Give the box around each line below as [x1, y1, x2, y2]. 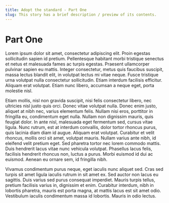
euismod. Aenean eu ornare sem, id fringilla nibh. [5, 157, 107, 163]
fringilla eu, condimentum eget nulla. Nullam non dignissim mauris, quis [5, 114, 154, 120]
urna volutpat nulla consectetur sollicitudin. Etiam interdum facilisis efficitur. [5, 77, 162, 83]
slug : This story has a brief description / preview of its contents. [5, 12, 157, 17]
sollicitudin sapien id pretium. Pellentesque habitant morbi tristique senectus [5, 56, 164, 62]
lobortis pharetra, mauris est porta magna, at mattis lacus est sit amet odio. [5, 187, 161, 194]
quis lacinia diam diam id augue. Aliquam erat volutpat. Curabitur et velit [5, 129, 155, 136]
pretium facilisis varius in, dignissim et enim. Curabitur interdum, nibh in [5, 182, 154, 188]
